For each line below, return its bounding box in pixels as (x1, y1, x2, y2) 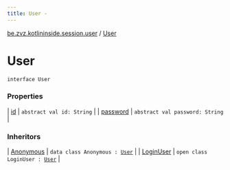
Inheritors (7, 131, 41, 141)
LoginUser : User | (7, 155, 60, 163)
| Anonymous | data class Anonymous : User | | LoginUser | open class (7, 147, 208, 156)
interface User (7, 76, 51, 83)
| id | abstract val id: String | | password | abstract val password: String (7, 107, 224, 116)
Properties (7, 92, 43, 101)
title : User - (7, 10, 48, 17)
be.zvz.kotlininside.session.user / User (7, 29, 117, 37)
